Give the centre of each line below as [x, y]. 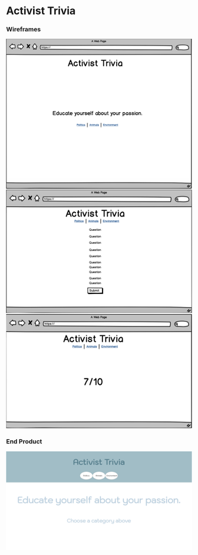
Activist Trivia [41, 11]
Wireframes [24, 30]
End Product [24, 442]
